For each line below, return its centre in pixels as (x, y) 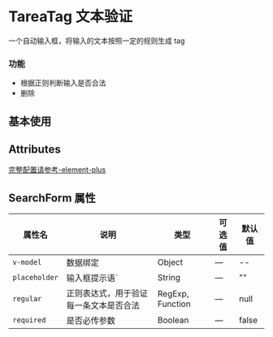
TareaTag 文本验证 (71, 17)
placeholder (36, 278)
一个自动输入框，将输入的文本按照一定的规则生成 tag (97, 41)
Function (174, 304)
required (29, 320)
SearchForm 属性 (52, 198)
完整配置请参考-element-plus (57, 170)
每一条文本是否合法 (103, 305)
